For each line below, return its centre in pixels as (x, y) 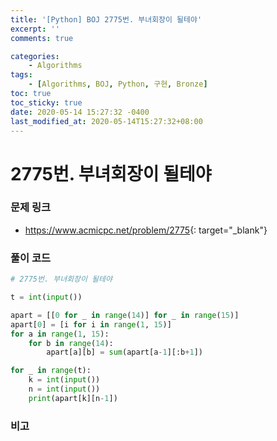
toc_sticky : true (46, 102)
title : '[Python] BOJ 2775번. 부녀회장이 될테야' (106, 19)
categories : (35, 56)
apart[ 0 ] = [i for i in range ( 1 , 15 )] (91, 324)
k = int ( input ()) (64, 380)
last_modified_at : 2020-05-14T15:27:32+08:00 (106, 121)
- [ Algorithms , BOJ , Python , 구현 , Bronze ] (118, 84)
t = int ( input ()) (46, 297)
